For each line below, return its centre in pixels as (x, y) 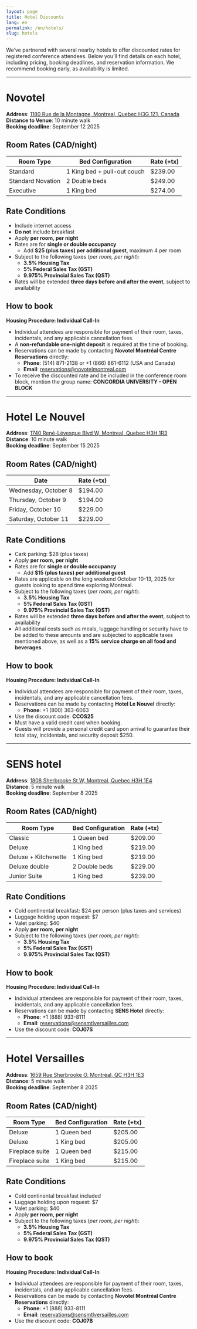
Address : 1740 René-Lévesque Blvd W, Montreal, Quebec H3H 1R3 (87, 433)
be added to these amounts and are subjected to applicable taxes (94, 635)
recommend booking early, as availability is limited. (68, 69)
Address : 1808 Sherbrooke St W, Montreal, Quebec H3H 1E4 (79, 780)
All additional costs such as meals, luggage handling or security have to (101, 629)
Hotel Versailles (45, 1059)
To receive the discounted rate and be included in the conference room (101, 375)
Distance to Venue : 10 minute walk (48, 120)
